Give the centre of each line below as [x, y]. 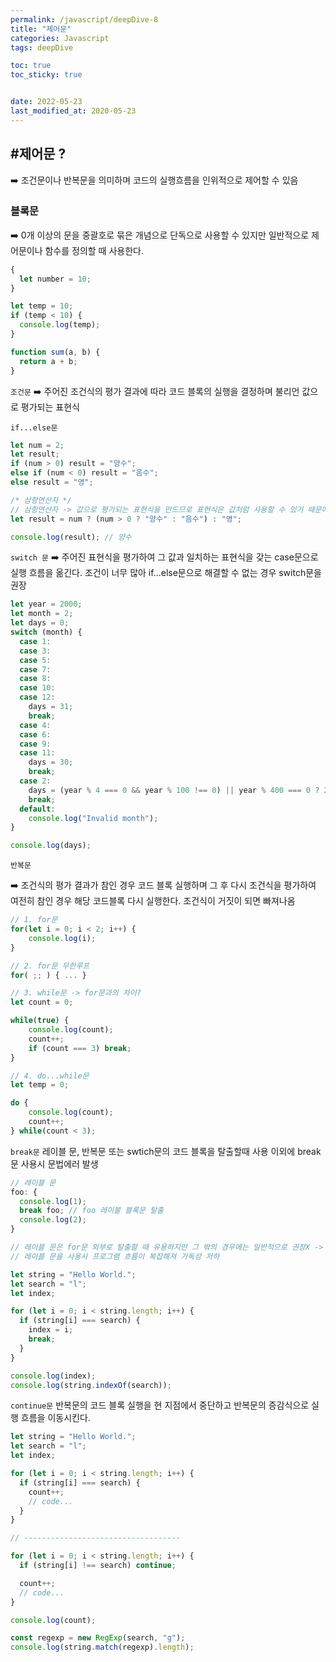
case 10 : [37, 688]
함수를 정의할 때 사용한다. [94, 250]
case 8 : [35, 679]
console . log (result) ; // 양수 [71, 537]
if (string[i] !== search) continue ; [98, 1566]
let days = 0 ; [40, 623]
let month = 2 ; [42, 614]
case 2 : [35, 781]
